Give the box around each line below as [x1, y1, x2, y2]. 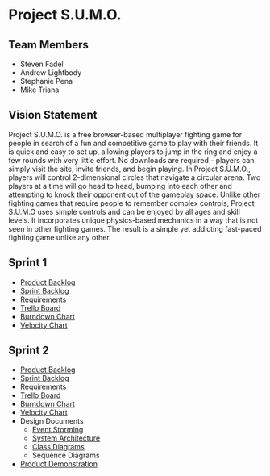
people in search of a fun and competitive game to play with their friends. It [8, 138, 259, 148]
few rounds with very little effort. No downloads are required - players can [8, 155, 255, 165]
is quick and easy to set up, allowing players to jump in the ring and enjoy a [8, 147, 258, 157]
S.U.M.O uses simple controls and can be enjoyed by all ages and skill [8, 207, 240, 216]
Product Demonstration [19, 459, 98, 469]
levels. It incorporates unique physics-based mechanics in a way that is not [8, 215, 259, 225]
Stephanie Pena [19, 77, 73, 86]
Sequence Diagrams [31, 450, 100, 461]
